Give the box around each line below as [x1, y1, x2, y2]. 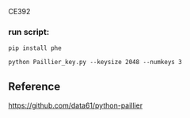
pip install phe [8, 44, 62, 52]
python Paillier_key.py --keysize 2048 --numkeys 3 [8, 59, 182, 67]
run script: [8, 26, 50, 37]
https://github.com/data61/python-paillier [8, 101, 143, 110]
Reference [8, 79, 61, 93]
